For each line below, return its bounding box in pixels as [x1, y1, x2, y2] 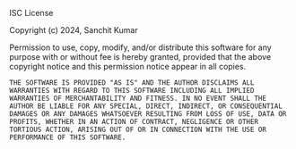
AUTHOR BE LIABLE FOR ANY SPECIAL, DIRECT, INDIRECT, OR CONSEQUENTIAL [9, 102, 283, 111]
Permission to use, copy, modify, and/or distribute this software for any [9, 42, 272, 53]
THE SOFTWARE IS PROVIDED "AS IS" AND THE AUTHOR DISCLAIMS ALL [9, 79, 255, 87]
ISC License [9, 8, 54, 18]
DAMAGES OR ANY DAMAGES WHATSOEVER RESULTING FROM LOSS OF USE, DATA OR [9, 110, 287, 119]
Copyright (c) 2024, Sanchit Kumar [9, 25, 138, 35]
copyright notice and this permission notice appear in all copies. [9, 62, 247, 71]
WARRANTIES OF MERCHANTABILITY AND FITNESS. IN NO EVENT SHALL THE [9, 94, 267, 103]
